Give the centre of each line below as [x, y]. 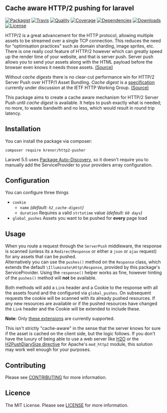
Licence [18, 393]
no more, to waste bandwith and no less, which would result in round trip [80, 108]
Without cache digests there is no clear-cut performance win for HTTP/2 [80, 77]
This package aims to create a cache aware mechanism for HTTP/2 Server [82, 97]
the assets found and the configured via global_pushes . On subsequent [78, 293]
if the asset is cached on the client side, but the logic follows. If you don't [80, 334]
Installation [23, 129]
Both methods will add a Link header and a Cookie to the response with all [82, 288]
